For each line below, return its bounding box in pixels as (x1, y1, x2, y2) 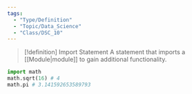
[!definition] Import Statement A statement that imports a (23, 48, 186, 56)
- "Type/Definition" (13, 16, 73, 23)
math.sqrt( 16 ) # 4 (7, 75, 60, 82)
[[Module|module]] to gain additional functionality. (23, 56, 167, 64)
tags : (7, 10, 23, 17)
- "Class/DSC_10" (13, 29, 64, 36)
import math (7, 69, 41, 75)
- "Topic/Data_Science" (13, 23, 81, 30)
